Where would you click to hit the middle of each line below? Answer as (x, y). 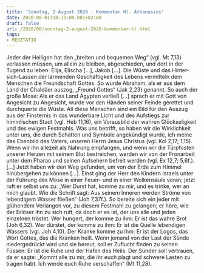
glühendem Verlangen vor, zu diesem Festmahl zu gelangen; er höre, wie (98, 206)
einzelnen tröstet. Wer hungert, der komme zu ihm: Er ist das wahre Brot (97, 218)
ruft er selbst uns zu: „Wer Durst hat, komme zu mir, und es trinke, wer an (98, 186)
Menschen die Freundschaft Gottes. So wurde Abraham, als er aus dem (96, 83)
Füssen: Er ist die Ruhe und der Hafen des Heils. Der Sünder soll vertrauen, (100, 251)
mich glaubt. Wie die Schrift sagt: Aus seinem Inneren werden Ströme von (99, 193)
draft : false (23, 23)
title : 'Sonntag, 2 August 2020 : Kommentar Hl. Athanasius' (85, 12)
